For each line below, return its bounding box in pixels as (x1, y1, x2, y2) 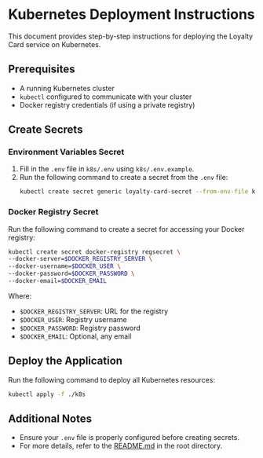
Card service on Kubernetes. (8, 39, 101, 49)
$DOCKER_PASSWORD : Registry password (19, 323, 141, 332)
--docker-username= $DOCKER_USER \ (8, 262, 122, 270)
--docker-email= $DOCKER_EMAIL (8, 277, 108, 285)
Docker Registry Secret (8, 207, 99, 218)
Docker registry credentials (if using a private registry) (19, 100, 195, 109)
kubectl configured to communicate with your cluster (19, 92, 192, 101)
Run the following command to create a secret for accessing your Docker (8, 224, 245, 233)
